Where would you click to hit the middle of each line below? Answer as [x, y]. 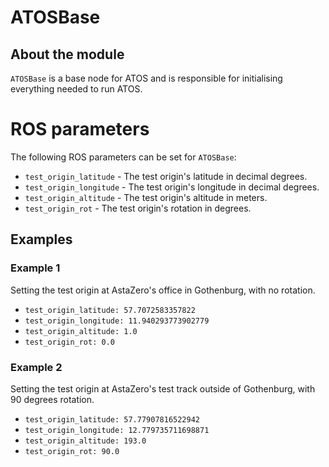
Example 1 [35, 268]
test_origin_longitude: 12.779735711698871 [117, 430]
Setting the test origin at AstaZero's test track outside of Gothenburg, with [163, 388]
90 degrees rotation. [52, 399]
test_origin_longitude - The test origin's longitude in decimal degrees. [172, 187]
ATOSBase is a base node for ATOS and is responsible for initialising [146, 78]
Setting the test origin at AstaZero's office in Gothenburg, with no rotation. [163, 290]
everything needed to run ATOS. [76, 89]
